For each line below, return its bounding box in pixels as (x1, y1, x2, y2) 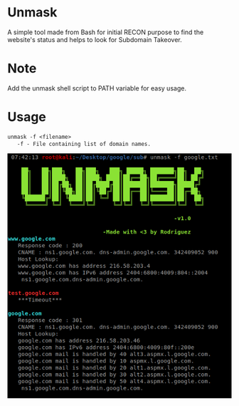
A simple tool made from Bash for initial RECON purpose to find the (7, 28, 204, 36)
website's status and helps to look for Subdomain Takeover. (7, 35, 183, 43)
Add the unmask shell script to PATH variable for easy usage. (7, 83, 187, 93)
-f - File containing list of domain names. (16, 140, 152, 147)
